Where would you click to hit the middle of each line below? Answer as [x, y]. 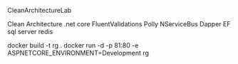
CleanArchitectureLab [40, 10]
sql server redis [30, 32]
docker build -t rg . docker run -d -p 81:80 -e [73, 45]
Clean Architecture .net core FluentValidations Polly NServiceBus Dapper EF [119, 24]
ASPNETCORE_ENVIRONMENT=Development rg [78, 53]
